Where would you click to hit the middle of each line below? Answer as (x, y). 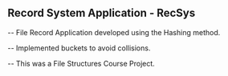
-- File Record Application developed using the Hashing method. (114, 32)
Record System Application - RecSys (102, 13)
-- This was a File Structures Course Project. (81, 63)
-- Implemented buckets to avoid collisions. (79, 48)
